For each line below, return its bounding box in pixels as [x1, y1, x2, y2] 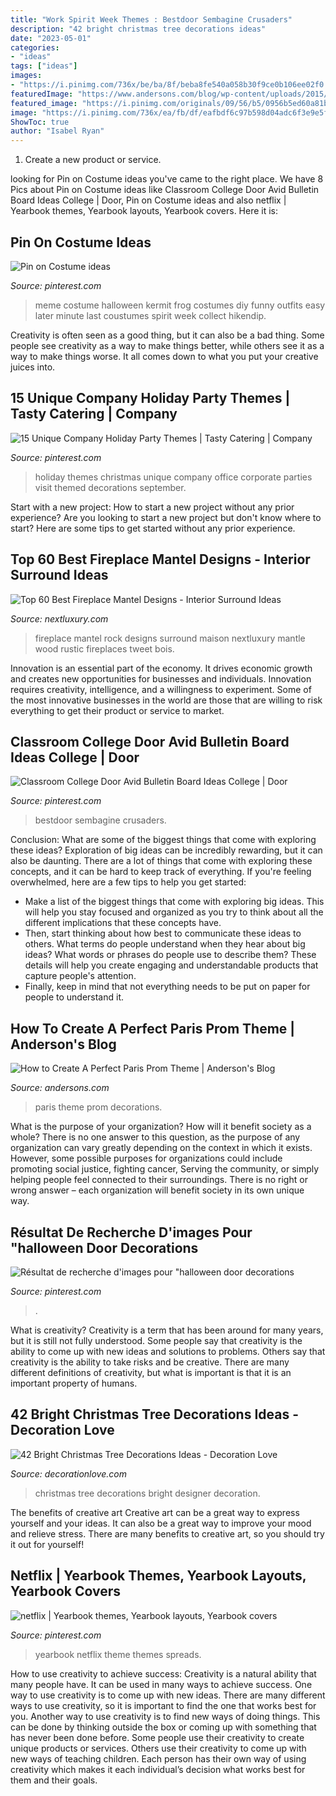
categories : [10, 42, 60, 53]
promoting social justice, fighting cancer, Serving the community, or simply [10, 1163, 320, 1175]
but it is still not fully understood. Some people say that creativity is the [10, 1335, 303, 1346]
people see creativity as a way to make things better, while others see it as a [10, 339, 325, 351]
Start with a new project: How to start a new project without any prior [10, 501, 295, 513]
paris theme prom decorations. [34, 1101, 163, 1113]
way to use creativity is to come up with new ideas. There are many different [10, 1689, 326, 1701]
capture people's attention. [24, 970, 137, 982]
